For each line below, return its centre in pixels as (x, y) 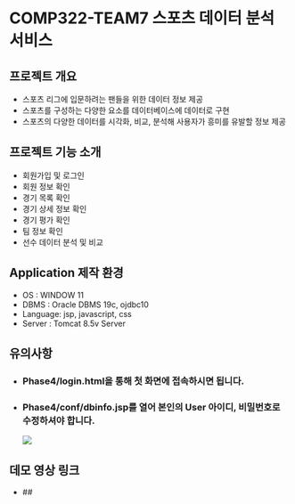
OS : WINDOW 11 (53, 295)
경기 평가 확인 (46, 220)
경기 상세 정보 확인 (54, 208)
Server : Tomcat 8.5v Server (74, 323)
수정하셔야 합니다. (58, 420)
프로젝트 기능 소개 (55, 152)
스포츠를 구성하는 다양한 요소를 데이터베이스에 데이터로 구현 (126, 110)
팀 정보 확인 (43, 231)
